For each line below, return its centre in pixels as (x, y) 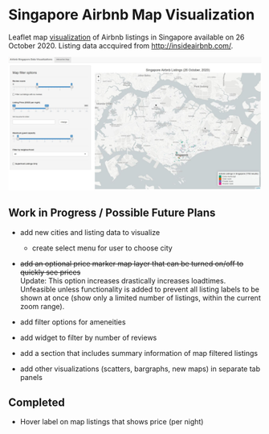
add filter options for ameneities (73, 322)
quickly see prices (50, 272)
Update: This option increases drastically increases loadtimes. (123, 280)
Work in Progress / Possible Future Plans (112, 213)
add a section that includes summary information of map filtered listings (139, 353)
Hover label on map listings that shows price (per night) (112, 422)
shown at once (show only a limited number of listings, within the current (140, 298)
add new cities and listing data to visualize (90, 232)
